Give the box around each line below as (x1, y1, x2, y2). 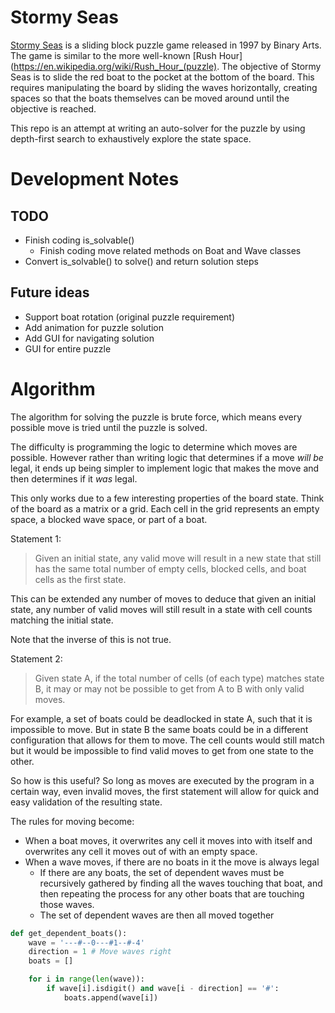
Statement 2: (10, 652, 63, 665)
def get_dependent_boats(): (10, 928, 128, 938)
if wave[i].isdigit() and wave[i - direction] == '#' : (46, 984, 280, 994)
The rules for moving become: (10, 815, 135, 827)
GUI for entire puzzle (24, 342, 112, 355)
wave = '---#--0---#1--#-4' (28, 937, 145, 948)
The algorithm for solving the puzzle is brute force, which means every (10, 411, 303, 423)
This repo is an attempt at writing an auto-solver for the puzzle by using (10, 122, 306, 134)
